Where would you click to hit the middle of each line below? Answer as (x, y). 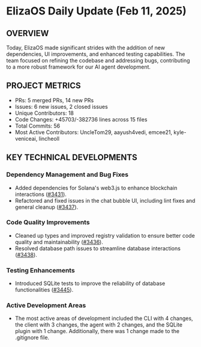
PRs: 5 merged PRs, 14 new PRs (54, 100)
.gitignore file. (32, 337)
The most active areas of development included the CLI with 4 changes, (104, 318)
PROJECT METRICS (43, 86)
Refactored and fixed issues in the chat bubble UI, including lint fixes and (105, 200)
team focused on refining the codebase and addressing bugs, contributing (98, 60)
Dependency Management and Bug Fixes (67, 174)
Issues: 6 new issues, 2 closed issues (61, 106)
